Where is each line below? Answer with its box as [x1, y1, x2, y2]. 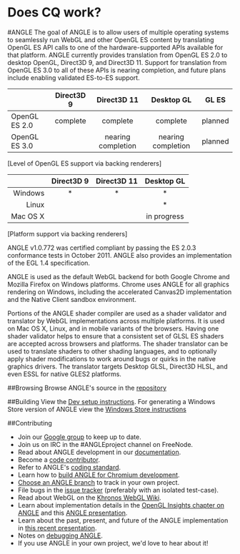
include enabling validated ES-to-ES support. [7, 73, 141, 82]
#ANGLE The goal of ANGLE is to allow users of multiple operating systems [7, 28, 229, 36]
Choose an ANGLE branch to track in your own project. [17, 478, 180, 486]
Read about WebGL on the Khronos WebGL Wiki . [17, 493, 162, 502]
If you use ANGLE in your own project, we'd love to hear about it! [17, 538, 209, 547]
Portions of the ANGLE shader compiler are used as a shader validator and [7, 308, 227, 318]
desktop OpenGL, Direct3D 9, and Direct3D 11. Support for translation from [7, 58, 227, 66]
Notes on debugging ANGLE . [17, 531, 104, 540]
